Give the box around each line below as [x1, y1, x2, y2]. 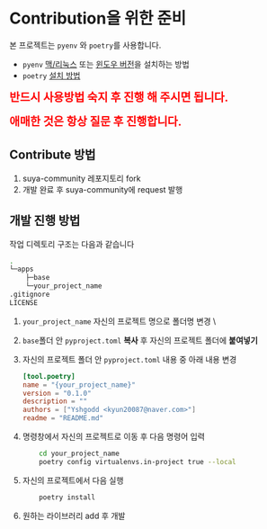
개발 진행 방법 [9, 213, 81, 229]
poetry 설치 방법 [22, 69, 81, 81]
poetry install [39, 492, 96, 502]
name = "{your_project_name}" [22, 380, 137, 390]
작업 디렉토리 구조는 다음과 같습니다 [9, 238, 135, 249]
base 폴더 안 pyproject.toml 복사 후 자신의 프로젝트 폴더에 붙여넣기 [22, 335, 258, 345]
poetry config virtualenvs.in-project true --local [39, 457, 236, 466]
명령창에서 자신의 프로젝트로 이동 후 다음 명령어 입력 [22, 431, 205, 442]
